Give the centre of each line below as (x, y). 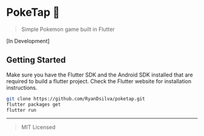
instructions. (22, 87)
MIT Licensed (38, 127)
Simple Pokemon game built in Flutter (68, 29)
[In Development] (28, 41)
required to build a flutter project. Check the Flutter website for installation (99, 81)
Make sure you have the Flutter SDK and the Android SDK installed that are (100, 75)
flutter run (21, 110)
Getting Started (36, 60)
